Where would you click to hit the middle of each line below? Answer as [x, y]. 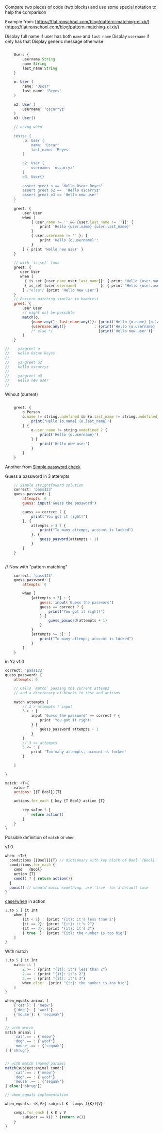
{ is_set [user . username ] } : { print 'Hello [81, 285]
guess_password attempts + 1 [69, 729]
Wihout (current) [22, 394]
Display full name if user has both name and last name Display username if [77, 36]
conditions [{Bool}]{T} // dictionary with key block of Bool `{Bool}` [83, 860]
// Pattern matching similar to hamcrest [56, 299]
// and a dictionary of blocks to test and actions [67, 693]
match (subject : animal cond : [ [34, 1068]
